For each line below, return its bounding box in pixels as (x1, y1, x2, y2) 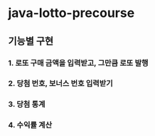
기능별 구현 (8, 35, 54, 47)
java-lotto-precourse (8, 5, 135, 21)
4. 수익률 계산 (8, 120, 53, 130)
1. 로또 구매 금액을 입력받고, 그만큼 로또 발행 (8, 58, 149, 68)
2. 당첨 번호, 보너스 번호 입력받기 (8, 79, 113, 89)
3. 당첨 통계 (8, 99, 46, 109)
